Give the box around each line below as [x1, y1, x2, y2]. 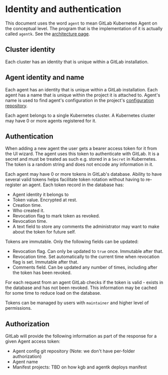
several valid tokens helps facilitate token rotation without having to [5, 177, 145, 183]
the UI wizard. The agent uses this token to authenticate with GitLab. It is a [5, 151, 159, 157]
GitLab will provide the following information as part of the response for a [5, 333, 157, 339]
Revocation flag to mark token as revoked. [12, 213, 100, 219]
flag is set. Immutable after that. [12, 259, 79, 265]
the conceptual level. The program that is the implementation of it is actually [5, 25, 163, 31]
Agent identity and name [5, 73, 85, 82]
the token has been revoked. [12, 270, 72, 276]
